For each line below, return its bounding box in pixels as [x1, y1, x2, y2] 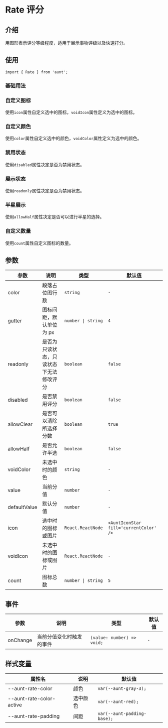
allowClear [7, 421, 33, 428]
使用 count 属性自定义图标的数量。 [5, 240, 73, 246]
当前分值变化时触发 [36, 633, 82, 640]
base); [97, 715, 113, 721]
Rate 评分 [5, 4, 44, 16]
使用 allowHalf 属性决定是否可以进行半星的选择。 [5, 214, 104, 220]
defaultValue [7, 504, 37, 511]
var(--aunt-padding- [97, 710, 146, 716]
